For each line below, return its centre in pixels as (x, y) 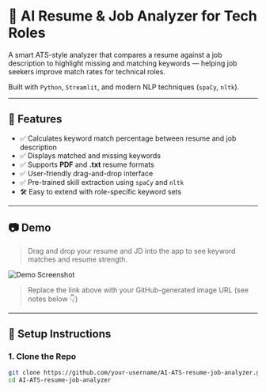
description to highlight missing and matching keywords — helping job (123, 63)
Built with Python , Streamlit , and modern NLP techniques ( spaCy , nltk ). (124, 87)
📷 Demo (30, 228)
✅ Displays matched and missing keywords (90, 155)
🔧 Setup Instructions (60, 334)
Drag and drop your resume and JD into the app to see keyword (131, 251)
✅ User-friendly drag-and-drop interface (86, 173)
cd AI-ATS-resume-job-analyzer (60, 380)
